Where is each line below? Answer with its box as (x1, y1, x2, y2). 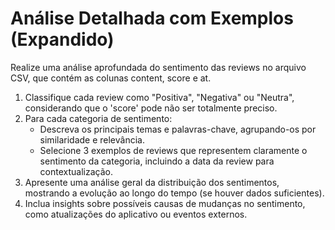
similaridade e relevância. (39, 133, 145, 146)
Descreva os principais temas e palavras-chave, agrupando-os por (39, 123, 317, 135)
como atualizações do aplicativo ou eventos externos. (24, 208, 248, 220)
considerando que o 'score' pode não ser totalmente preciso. (24, 102, 278, 114)
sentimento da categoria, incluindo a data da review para (39, 155, 275, 167)
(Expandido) (10, 28, 115, 51)
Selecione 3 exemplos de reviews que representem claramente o (39, 144, 308, 156)
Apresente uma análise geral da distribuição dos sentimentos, (24, 176, 280, 188)
